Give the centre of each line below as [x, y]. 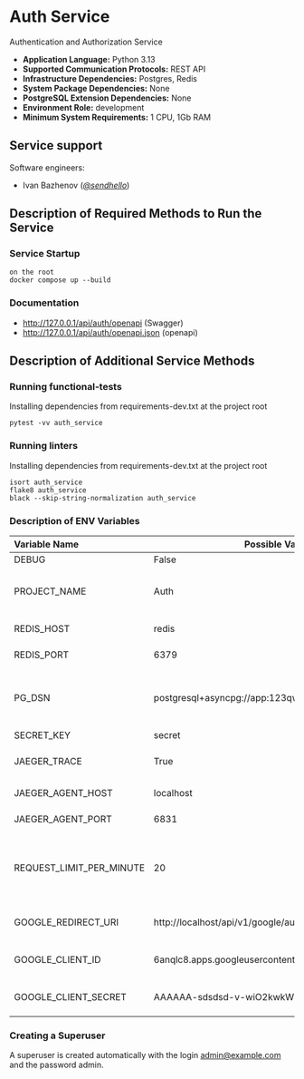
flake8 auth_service [48, 490]
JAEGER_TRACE [48, 762]
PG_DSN [32, 698]
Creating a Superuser [57, 1035]
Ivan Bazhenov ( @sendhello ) [76, 185]
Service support [56, 146]
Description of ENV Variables [75, 520]
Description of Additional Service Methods [132, 361]
